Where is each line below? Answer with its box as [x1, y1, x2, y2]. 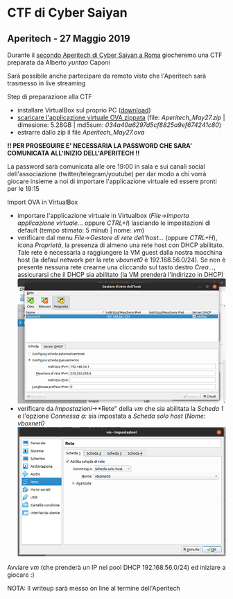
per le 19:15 [7, 185, 40, 192]
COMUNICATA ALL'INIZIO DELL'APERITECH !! [7, 149, 140, 157]
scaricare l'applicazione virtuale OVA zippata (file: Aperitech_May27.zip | [17, 113, 225, 121]
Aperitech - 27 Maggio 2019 [7, 33, 130, 44]
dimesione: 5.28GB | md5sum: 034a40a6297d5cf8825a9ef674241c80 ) [17, 121, 222, 129]
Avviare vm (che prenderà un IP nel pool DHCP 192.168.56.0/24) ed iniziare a [7, 564, 226, 572]
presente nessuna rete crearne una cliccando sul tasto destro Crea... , [17, 263, 216, 271]
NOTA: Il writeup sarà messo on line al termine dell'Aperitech [7, 584, 180, 593]
